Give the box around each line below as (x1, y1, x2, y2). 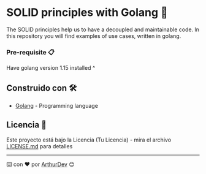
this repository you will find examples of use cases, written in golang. (6, 32, 181, 39)
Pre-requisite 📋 (6, 48, 55, 56)
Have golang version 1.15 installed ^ (6, 64, 96, 72)
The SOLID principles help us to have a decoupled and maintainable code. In (6, 26, 200, 33)
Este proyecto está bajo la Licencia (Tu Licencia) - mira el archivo (6, 136, 172, 143)
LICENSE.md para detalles (6, 142, 73, 149)
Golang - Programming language (15, 102, 98, 110)
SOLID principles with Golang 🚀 (6, 6, 168, 20)
